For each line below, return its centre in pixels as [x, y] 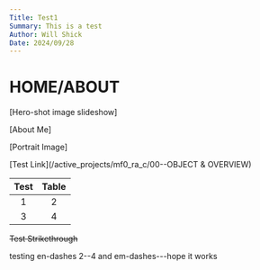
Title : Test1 [34, 18]
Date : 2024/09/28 [42, 43]
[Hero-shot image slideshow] [63, 112]
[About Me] [31, 130]
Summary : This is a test [56, 26]
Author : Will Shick [46, 34]
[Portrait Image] [39, 147]
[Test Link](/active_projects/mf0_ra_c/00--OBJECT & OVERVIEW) [130, 165]
